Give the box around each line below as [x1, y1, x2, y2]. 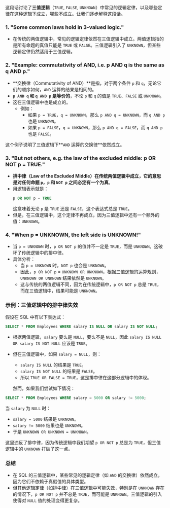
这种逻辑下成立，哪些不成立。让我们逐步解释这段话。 [14, 11, 125, 17]
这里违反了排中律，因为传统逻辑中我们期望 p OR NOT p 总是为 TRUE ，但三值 [5, 440, 161, 446]
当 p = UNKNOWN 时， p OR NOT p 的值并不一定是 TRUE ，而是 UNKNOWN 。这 [12, 243, 159, 249]
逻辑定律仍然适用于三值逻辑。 [12, 49, 75, 55]
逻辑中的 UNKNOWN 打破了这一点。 [5, 446, 73, 452]
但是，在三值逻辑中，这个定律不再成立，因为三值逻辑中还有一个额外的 [12, 212, 160, 218]
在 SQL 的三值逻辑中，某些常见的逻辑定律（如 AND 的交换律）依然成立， [12, 472, 162, 478]
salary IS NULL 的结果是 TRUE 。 [20, 362, 86, 368]
